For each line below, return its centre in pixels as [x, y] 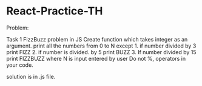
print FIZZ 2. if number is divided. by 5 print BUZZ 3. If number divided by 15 [101, 52]
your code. [20, 65]
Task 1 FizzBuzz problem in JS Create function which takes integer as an [97, 39]
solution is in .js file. [31, 76]
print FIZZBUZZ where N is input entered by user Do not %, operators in [96, 58]
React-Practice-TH [55, 11]
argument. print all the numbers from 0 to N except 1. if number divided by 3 [101, 46]
